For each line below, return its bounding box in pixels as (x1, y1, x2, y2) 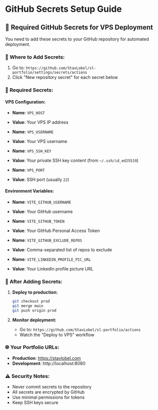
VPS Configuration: (5, 99, 46, 104)
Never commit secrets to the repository (12, 384, 92, 390)
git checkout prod (12, 299, 50, 304)
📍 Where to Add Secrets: (5, 53, 65, 60)
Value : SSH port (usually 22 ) (12, 176, 70, 183)
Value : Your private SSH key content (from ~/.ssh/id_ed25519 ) (12, 158, 139, 164)
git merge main (12, 303, 44, 308)
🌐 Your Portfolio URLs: (5, 344, 60, 351)
